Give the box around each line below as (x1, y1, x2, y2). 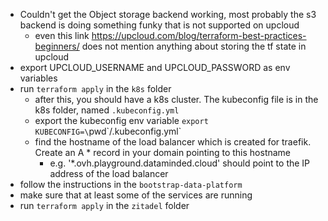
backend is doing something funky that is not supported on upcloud (19, 19, 300, 31)
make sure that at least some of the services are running (19, 189, 253, 201)
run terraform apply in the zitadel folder (19, 200, 190, 211)
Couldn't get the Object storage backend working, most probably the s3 (19, 9, 317, 20)
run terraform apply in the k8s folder (19, 83, 172, 94)
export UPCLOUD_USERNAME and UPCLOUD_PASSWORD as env (19, 62, 291, 73)
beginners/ (34, 40, 80, 52)
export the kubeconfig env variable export (34, 115, 209, 126)
